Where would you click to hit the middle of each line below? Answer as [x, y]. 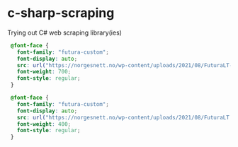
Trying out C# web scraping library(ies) [65, 33]
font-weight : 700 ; [44, 72]
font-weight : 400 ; [44, 124]
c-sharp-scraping [61, 13]
